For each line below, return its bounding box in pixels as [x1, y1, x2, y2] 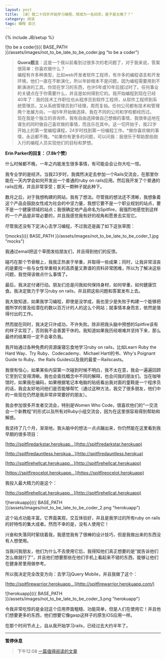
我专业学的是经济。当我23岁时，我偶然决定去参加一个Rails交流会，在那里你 [5, 171, 159, 177]
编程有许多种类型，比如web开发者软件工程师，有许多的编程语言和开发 [17, 72, 161, 78]
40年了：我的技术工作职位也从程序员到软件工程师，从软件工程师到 [17, 97, 153, 103]
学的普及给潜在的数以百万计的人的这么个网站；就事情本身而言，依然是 [13, 305, 157, 311]
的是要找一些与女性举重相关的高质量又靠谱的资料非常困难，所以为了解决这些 [5, 265, 161, 271]
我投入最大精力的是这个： [5, 480, 57, 486]
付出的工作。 [9, 311, 36, 317]
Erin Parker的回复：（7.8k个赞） [5, 150, 70, 156]
